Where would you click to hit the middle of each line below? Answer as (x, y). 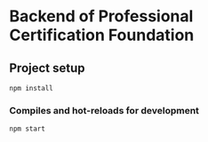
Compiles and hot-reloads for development (104, 110)
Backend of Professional (101, 16)
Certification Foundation (102, 35)
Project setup (48, 68)
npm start (28, 129)
